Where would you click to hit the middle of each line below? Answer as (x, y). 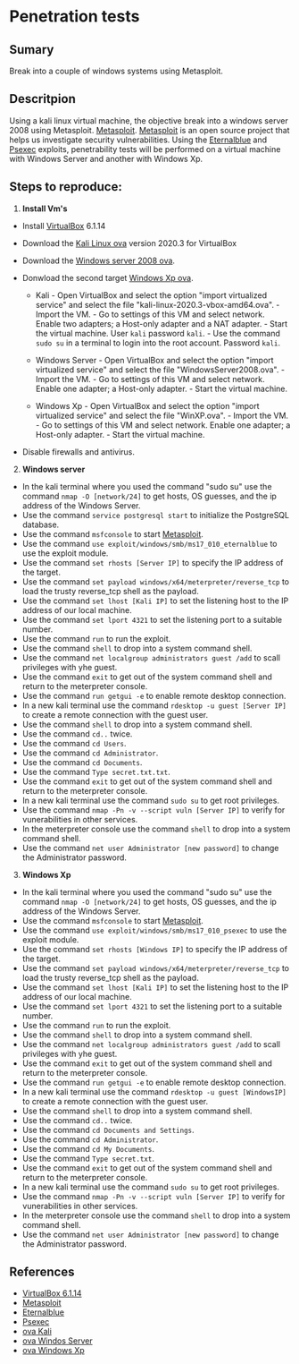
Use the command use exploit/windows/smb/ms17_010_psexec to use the (154, 930)
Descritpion (42, 99)
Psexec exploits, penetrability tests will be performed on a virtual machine (145, 149)
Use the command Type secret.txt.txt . (96, 772)
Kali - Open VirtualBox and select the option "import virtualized (151, 295)
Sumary (32, 50)
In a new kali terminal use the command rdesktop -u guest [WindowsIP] (154, 1091)
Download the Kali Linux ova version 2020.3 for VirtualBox (129, 243)
